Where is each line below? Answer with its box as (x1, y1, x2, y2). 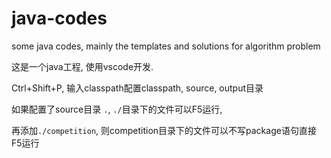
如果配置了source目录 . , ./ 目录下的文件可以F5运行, (11, 103, 223, 115)
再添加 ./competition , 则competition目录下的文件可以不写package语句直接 (11, 124, 317, 136)
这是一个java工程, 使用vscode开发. (11, 60, 154, 72)
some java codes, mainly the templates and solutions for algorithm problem (11, 40, 321, 52)
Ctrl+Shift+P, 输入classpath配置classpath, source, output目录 (11, 82, 264, 94)
